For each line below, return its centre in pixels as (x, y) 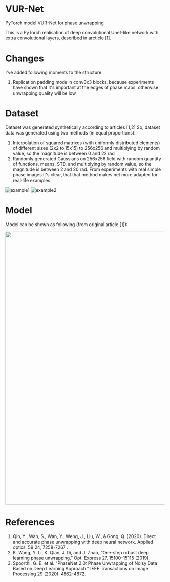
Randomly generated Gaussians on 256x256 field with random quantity (87, 159)
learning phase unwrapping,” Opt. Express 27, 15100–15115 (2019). (81, 558)
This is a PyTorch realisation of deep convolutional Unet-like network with (82, 32)
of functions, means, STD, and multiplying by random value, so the (82, 164)
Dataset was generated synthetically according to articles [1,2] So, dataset (83, 127)
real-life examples (31, 180)
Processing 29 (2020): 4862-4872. (49, 574)
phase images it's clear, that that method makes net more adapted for (85, 174)
